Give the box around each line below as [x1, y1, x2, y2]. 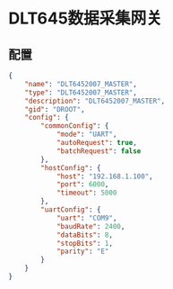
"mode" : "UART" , [56, 130, 117, 140]
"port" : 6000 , [56, 180, 109, 189]
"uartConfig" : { [40, 205, 101, 214]
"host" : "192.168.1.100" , [56, 172, 153, 181]
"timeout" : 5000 [56, 188, 117, 198]
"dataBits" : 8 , [56, 230, 114, 239]
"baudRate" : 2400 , [56, 221, 125, 230]
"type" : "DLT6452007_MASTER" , [24, 87, 138, 97]
